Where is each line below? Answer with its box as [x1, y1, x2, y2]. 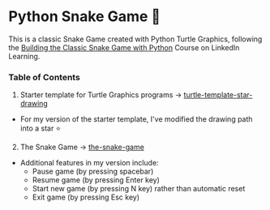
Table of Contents [8, 71, 81, 83]
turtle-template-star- [183, 90, 253, 100]
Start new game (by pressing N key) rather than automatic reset [32, 184, 246, 194]
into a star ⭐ [19, 123, 61, 133]
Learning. [8, 51, 41, 61]
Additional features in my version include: [19, 158, 160, 168]
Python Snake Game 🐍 [8, 7, 161, 26]
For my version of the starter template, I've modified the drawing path [19, 114, 253, 124]
